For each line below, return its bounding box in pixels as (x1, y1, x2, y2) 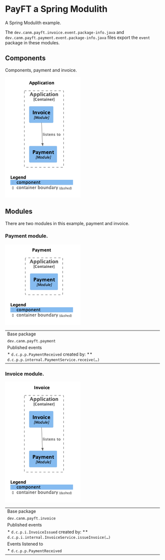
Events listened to (7, 541, 43, 547)
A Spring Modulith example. (5, 20, 61, 26)
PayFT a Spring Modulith (5, 3, 108, 15)
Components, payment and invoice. (5, 67, 77, 73)
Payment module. (5, 232, 48, 239)
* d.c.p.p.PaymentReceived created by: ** (7, 351, 93, 358)
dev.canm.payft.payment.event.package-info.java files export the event (5, 34, 150, 40)
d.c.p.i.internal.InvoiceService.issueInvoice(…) (7, 535, 111, 540)
